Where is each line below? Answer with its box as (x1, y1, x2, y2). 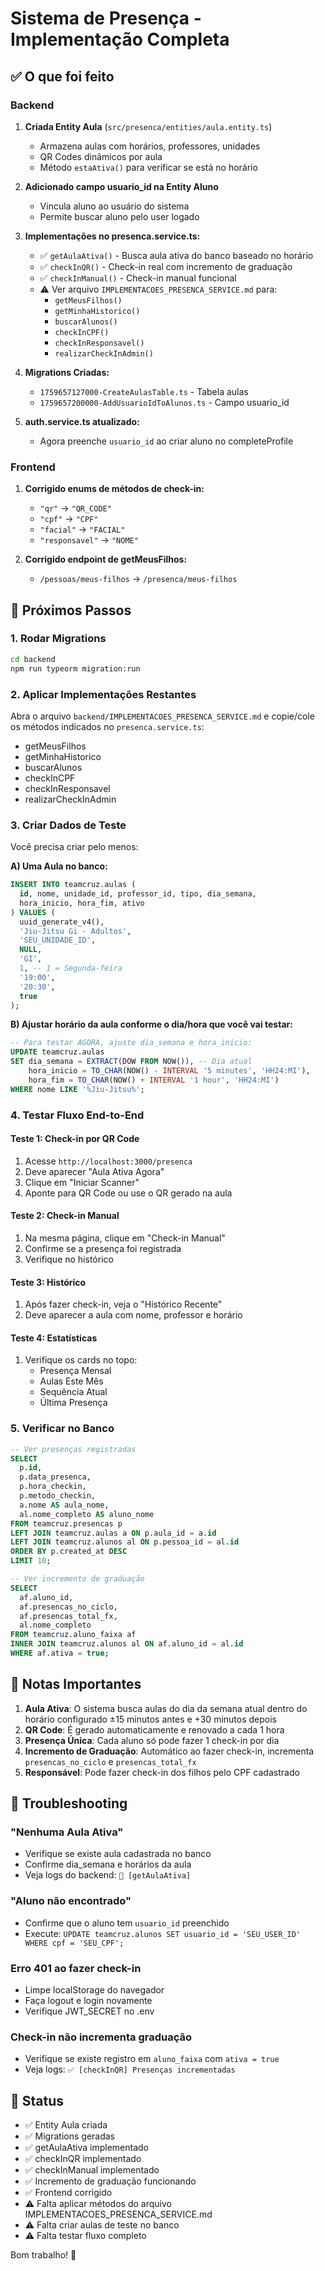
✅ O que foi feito (10, 68, 115, 85)
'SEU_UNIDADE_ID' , (19, 935, 97, 946)
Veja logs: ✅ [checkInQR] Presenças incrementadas (24, 2063, 236, 2076)
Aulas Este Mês (39, 1375, 104, 1387)
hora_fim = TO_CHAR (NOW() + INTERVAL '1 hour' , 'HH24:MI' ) (28, 1075, 280, 1085)
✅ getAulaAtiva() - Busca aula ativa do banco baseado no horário (39, 249, 314, 261)
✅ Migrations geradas (24, 2130, 116, 2142)
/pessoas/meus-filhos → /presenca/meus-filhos (39, 573, 238, 585)
